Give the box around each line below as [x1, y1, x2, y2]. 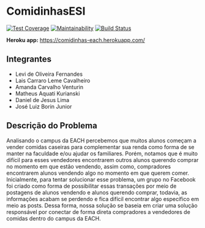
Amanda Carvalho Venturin [15, 83, 84, 90]
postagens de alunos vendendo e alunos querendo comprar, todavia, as [6, 188, 188, 196]
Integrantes [6, 54, 52, 65]
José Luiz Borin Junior [15, 103, 72, 110]
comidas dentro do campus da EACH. [6, 215, 101, 222]
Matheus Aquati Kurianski [15, 90, 80, 97]
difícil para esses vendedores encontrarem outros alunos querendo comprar [6, 156, 199, 163]
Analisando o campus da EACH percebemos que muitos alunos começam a [6, 136, 197, 144]
